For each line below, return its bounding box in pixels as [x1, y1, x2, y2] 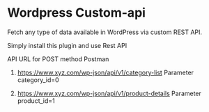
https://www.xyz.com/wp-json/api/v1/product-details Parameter [17, 89, 202, 97]
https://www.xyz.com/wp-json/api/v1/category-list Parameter [17, 68, 194, 77]
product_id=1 [17, 96, 56, 105]
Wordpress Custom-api [7, 5, 146, 21]
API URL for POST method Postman [7, 54, 109, 63]
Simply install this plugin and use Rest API [7, 41, 127, 49]
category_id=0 [17, 75, 59, 84]
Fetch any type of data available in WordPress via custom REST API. [7, 28, 203, 36]
